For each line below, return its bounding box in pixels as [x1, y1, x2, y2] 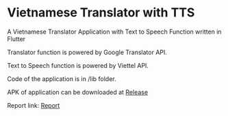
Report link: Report [7, 101, 60, 109]
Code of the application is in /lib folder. [7, 74, 116, 83]
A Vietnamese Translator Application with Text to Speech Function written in [7, 27, 222, 36]
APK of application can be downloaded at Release [7, 88, 149, 96]
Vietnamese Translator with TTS [7, 5, 195, 21]
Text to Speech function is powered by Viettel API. [7, 61, 149, 69]
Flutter [7, 34, 26, 43]
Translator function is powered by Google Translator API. [7, 48, 168, 56]
